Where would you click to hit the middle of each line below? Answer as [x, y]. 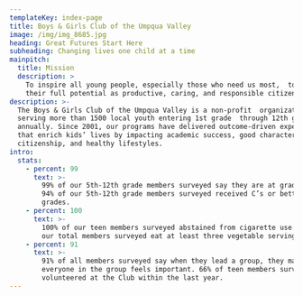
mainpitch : [30, 60]
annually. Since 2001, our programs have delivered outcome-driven [147, 127]
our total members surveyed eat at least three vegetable [153, 236]
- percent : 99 [52, 169]
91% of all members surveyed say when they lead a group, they [163, 261]
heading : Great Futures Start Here [76, 43]
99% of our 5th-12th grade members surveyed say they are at [159, 186]
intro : [22, 152]
